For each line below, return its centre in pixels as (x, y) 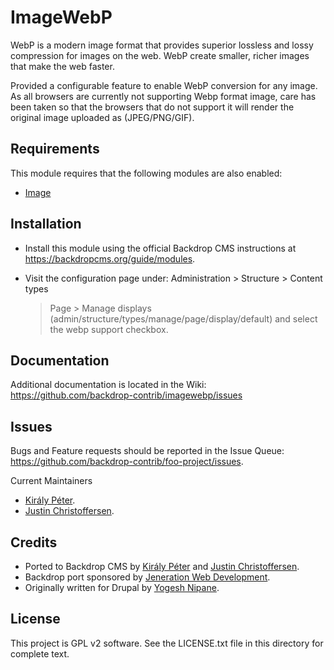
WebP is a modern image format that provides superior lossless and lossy (162, 45)
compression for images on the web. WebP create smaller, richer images (160, 55)
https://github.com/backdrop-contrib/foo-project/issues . (127, 462)
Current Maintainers (51, 481)
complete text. (40, 653)
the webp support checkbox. (109, 329)
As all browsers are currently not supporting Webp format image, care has (163, 96)
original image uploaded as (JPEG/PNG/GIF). (102, 117)
